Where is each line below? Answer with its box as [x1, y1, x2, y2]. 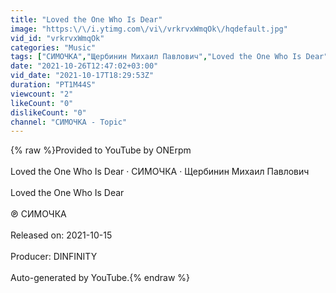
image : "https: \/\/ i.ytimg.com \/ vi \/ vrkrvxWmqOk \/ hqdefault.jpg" [10, 24, 288, 34]
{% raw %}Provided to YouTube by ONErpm [10, 144, 192, 156]
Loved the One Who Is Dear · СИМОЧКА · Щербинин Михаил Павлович [10, 166, 310, 178]
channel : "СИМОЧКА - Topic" [10, 117, 128, 127]
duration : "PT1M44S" [10, 80, 97, 90]
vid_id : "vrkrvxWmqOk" [10, 33, 105, 43]
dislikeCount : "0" [10, 107, 87, 118]
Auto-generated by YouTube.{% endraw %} [10, 272, 191, 284]
